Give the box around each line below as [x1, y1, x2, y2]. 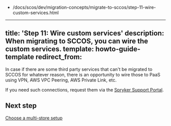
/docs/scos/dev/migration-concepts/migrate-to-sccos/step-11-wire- [12, 5, 156, 10]
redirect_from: [35, 53, 82, 61]
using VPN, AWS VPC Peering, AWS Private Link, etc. [5, 77, 117, 83]
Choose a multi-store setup [5, 115, 63, 121]
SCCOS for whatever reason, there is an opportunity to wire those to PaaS [5, 71, 161, 77]
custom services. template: [5, 45, 94, 54]
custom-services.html [12, 10, 59, 16]
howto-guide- [95, 45, 141, 54]
